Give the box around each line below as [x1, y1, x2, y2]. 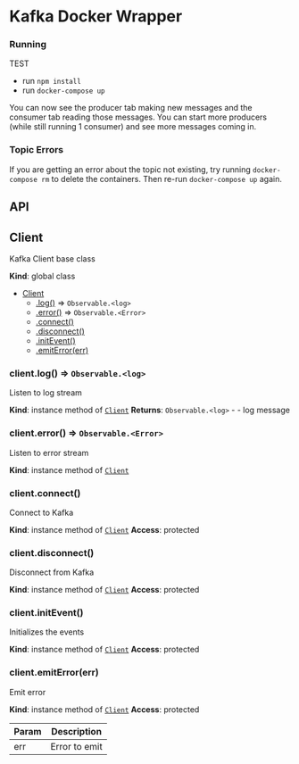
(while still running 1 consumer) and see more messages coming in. [9, 121, 257, 132]
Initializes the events [9, 627, 85, 637]
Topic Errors [9, 144, 64, 156]
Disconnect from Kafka [9, 567, 95, 577]
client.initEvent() [9, 607, 84, 619]
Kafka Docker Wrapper [9, 6, 183, 27]
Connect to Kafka [9, 507, 74, 518]
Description [50, 725, 103, 737]
